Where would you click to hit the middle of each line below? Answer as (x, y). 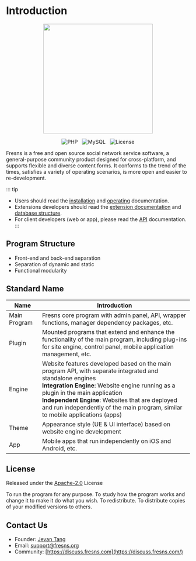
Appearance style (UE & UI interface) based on (106, 424)
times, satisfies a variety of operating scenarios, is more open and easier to (97, 171)
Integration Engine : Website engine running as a (108, 386)
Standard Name (35, 289)
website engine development (81, 431)
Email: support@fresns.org (47, 546)
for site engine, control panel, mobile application (108, 346)
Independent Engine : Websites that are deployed (110, 400)
